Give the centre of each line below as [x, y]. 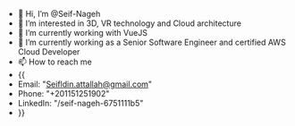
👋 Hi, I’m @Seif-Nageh [59, 14]
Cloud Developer [49, 52]
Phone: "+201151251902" [63, 93]
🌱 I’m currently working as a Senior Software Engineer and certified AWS [152, 42]
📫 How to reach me [55, 62]
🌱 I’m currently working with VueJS [82, 33]
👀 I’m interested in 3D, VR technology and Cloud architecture [129, 23]
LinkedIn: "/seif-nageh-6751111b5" [80, 103]
